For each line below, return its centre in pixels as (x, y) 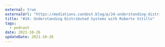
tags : (11, 23)
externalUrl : (18, 14)
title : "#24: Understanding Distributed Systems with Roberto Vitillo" (80, 19)
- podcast (19, 28)
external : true (21, 10)
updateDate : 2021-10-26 (29, 37)
